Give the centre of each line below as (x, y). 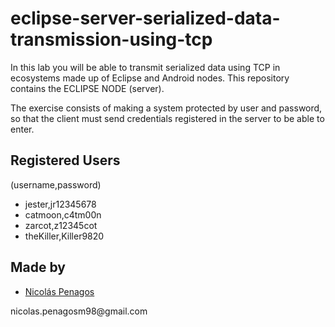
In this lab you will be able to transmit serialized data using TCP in (145, 67)
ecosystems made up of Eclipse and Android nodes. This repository (150, 78)
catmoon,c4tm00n (63, 214)
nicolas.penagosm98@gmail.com (79, 311)
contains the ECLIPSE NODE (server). (87, 88)
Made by (38, 267)
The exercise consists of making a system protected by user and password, (166, 108)
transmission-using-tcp (111, 39)
